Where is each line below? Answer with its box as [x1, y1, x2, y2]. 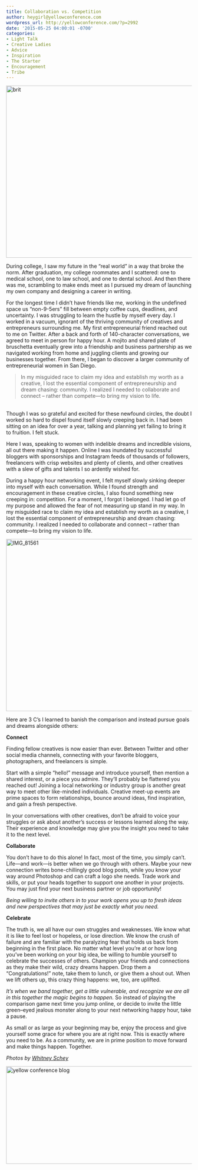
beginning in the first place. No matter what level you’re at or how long [6, 945, 177, 952]
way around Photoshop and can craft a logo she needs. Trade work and [6, 873, 180, 880]
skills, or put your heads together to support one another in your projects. [6, 879, 184, 886]
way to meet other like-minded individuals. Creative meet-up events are [6, 788, 180, 795]
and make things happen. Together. [6, 1043, 93, 1050]
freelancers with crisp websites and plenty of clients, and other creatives [6, 459, 183, 466]
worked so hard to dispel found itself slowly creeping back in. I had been [6, 416, 183, 423]
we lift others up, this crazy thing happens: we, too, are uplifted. [6, 976, 161, 983]
